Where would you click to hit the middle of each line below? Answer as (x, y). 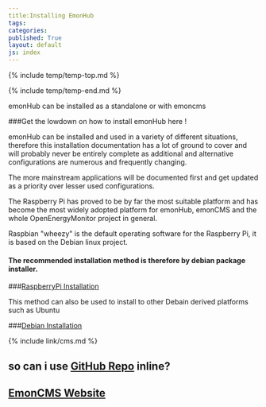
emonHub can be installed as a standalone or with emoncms (107, 106)
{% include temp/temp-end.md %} (65, 91)
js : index (25, 52)
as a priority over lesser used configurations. (81, 186)
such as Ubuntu (34, 310)
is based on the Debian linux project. (68, 242)
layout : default (35, 45)
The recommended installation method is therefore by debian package (127, 260)
